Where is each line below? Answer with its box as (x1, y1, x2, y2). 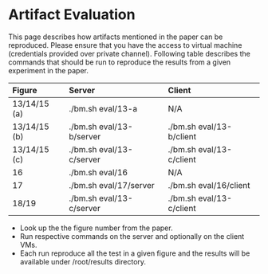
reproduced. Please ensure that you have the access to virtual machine (8, 40, 242, 49)
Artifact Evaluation (8, 6, 136, 24)
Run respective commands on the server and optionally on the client (19, 231, 245, 241)
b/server (69, 131, 101, 142)
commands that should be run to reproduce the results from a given (8, 57, 231, 67)
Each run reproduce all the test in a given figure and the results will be (19, 249, 250, 258)
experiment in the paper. (8, 65, 89, 75)
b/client (167, 131, 197, 142)
